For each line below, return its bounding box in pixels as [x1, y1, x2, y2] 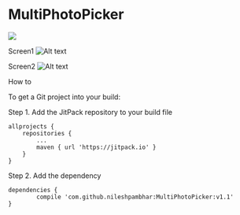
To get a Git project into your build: [8, 92, 120, 102]
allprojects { [8, 122, 55, 131]
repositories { [22, 129, 72, 137]
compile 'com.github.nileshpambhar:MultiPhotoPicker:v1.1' [36, 193, 234, 201]
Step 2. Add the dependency [8, 171, 102, 180]
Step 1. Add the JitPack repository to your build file [8, 107, 173, 117]
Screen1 [8, 46, 34, 56]
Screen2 [8, 61, 36, 71]
